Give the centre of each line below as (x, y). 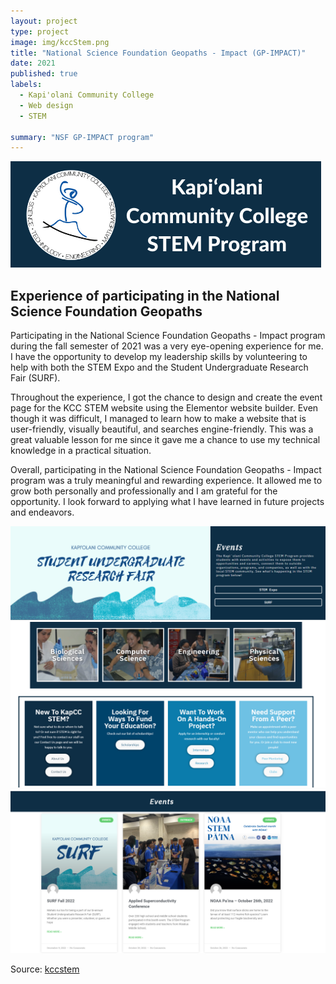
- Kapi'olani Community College (87, 95)
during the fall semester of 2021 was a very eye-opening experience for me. (167, 346)
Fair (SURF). (35, 378)
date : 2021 (33, 63)
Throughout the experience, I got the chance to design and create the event (166, 397)
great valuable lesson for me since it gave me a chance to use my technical (165, 440)
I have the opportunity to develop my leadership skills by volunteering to (159, 357)
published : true (44, 74)
